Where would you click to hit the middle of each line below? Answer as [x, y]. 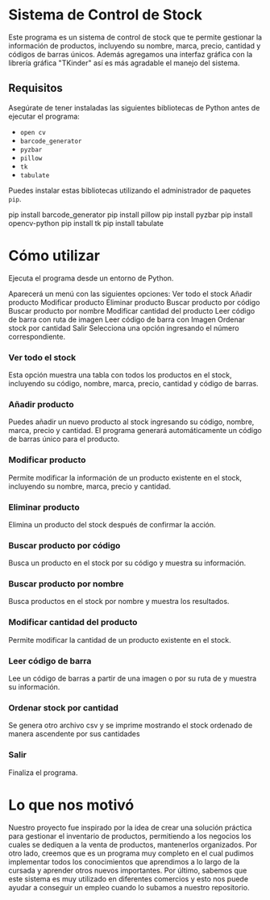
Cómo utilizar [54, 255]
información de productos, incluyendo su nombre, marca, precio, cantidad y [135, 45]
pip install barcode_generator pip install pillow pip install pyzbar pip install [131, 215]
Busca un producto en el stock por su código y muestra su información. [127, 563]
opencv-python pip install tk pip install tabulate [86, 223]
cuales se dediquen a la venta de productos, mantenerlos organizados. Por [133, 844]
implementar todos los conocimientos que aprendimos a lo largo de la [124, 861]
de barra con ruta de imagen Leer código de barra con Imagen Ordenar [127, 319]
